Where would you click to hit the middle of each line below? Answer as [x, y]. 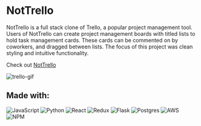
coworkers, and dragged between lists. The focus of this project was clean [100, 47]
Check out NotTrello [31, 65]
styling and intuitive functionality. [48, 53]
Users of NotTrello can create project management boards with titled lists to [101, 33]
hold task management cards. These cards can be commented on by [92, 40]
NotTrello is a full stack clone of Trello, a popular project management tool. [99, 27]
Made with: [28, 95]
